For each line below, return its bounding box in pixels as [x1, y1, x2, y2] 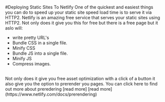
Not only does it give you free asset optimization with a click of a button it [5, 76, 155, 81]
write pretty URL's [12, 34, 50, 40]
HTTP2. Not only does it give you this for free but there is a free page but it [5, 20, 159, 26]
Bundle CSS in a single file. [12, 40, 68, 46]
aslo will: [5, 25, 23, 31]
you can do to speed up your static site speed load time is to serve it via [5, 9, 152, 15]
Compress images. [12, 61, 51, 67]
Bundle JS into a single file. [12, 50, 68, 56]
